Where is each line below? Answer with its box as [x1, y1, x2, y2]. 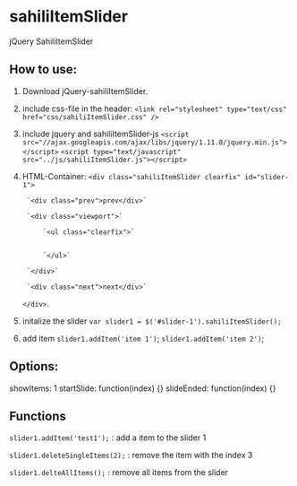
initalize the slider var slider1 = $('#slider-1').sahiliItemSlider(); [21, 316, 282, 326]
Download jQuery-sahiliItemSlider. [21, 85, 148, 96]
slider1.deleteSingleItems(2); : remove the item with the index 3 [9, 450, 253, 461]
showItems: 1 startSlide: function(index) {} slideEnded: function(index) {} [9, 383, 276, 394]
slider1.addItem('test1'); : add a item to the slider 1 [9, 432, 207, 443]
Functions [9, 408, 67, 423]
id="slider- [244, 172, 289, 181]
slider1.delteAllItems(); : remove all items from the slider [9, 467, 229, 478]
